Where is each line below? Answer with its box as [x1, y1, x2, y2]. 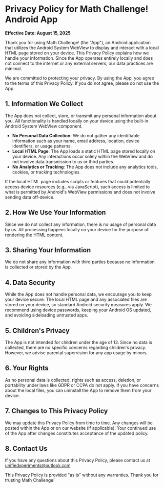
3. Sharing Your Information [5, 246, 91, 254]
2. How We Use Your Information [5, 208, 106, 217]
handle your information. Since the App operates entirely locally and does [5, 55, 153, 61]
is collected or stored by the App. [5, 264, 72, 270]
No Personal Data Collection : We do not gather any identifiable [12, 132, 140, 138]
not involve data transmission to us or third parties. [12, 158, 115, 165]
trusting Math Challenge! [5, 477, 55, 483]
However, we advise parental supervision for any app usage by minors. [5, 350, 148, 356]
